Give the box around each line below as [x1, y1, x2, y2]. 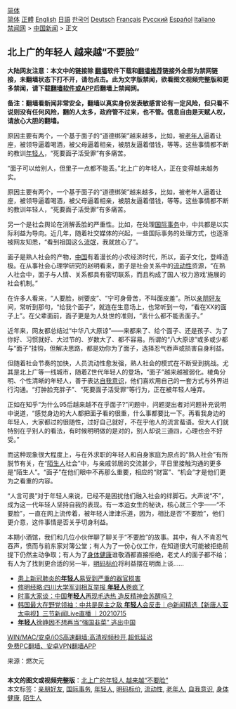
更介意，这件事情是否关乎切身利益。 [7, 518, 112, 526]
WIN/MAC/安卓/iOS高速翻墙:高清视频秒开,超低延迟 [7, 632, 153, 641]
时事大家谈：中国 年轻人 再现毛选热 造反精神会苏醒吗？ [17, 592, 173, 600]
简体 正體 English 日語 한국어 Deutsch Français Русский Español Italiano [7, 15, 216, 23]
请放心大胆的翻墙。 [7, 116, 63, 124]
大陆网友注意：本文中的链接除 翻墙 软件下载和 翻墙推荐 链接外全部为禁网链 [7, 66, 218, 74]
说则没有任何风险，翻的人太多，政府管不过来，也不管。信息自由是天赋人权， [7, 108, 229, 116]
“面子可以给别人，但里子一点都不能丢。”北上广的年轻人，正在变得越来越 [7, 164, 213, 172]
